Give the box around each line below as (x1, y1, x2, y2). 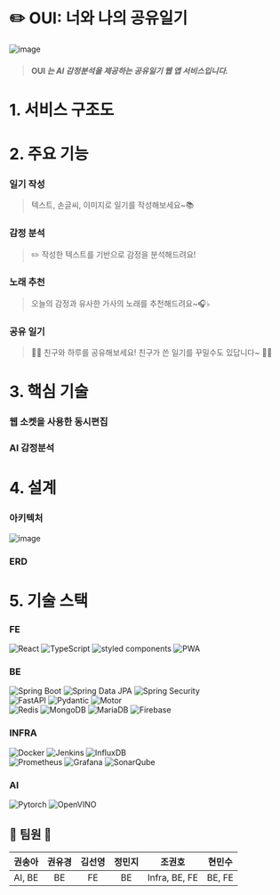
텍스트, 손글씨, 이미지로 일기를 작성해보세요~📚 (30, 199, 195, 210)
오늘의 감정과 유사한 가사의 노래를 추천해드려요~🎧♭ (30, 297, 211, 308)
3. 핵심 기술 (9, 382, 89, 402)
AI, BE (13, 871, 39, 883)
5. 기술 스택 (9, 590, 89, 611)
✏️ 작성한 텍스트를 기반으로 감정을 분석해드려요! (30, 248, 196, 259)
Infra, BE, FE (147, 871, 198, 883)
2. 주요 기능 (9, 143, 89, 164)
